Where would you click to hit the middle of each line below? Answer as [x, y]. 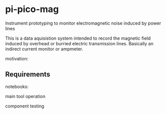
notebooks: [17, 86]
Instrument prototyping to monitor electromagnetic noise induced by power [83, 23]
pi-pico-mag [32, 9]
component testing [25, 106]
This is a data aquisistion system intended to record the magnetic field [78, 38]
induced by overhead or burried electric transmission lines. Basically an [79, 43]
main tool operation [25, 96]
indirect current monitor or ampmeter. [44, 49]
